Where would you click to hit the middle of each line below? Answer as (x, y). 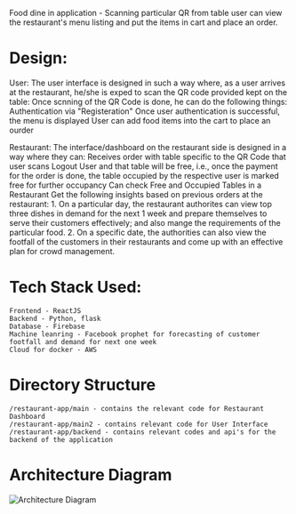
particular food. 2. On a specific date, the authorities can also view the (138, 232)
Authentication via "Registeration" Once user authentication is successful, (144, 111)
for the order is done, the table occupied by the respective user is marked (144, 175)
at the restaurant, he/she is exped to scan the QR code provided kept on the (148, 92)
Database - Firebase (48, 326)
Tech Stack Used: (76, 287)
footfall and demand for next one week (83, 341)
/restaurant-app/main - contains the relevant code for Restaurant (137, 408)
